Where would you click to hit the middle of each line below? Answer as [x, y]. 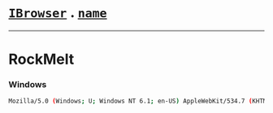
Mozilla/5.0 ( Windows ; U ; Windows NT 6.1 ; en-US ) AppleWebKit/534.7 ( [130, 101]
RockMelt [41, 59]
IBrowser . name [58, 13]
